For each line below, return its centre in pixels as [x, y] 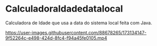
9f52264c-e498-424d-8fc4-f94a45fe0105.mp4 [56, 38]
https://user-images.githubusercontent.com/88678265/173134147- [76, 32]
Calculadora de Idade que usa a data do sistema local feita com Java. [79, 23]
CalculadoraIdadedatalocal [64, 9]
